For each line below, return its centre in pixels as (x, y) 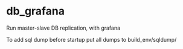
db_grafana (36, 11)
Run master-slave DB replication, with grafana (63, 28)
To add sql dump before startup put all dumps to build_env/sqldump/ (91, 39)
